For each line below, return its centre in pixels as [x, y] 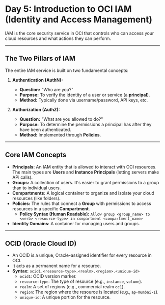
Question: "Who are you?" [46, 89]
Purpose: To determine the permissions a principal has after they [85, 124]
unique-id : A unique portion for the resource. [65, 297]
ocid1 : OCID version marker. [48, 276]
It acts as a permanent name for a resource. [56, 266]
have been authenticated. [45, 130]
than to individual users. [36, 188]
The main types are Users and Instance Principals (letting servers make [85, 172]
